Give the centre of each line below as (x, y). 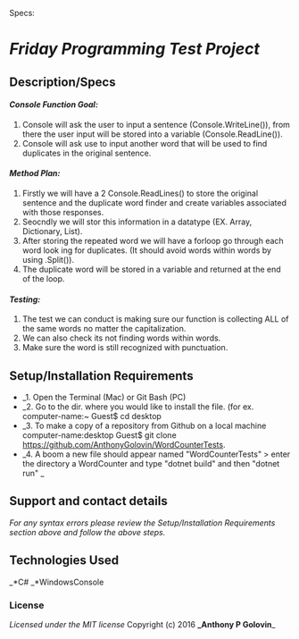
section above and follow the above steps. (87, 532)
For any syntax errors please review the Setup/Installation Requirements (142, 523)
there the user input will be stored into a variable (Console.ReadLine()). (152, 134)
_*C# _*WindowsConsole (57, 582)
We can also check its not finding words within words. (121, 338)
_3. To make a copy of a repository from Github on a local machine (144, 425)
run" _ (33, 473)
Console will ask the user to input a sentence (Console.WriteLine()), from (156, 124)
